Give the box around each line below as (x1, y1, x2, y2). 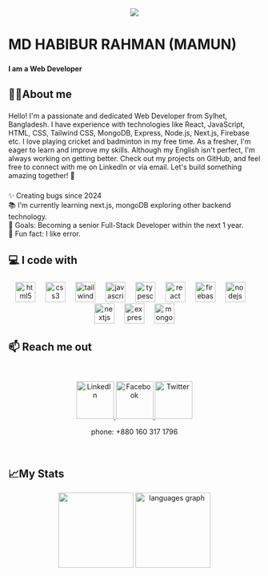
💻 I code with (8, 253, 78, 267)
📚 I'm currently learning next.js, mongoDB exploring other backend (8, 201, 231, 210)
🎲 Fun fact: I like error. (8, 229, 82, 239)
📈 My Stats (8, 467, 65, 481)
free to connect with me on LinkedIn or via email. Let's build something (8, 162, 242, 172)
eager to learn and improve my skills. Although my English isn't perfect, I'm (8, 145, 256, 155)
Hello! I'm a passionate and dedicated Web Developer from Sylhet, (8, 112, 228, 121)
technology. (8, 212, 48, 221)
